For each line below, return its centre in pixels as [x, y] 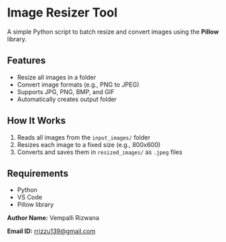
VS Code [29, 197]
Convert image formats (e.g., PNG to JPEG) [78, 85]
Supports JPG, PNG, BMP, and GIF [66, 91]
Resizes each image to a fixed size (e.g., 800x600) [89, 144]
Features [26, 61]
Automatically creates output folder [67, 99]
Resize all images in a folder [56, 77]
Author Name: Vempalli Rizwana [53, 218]
